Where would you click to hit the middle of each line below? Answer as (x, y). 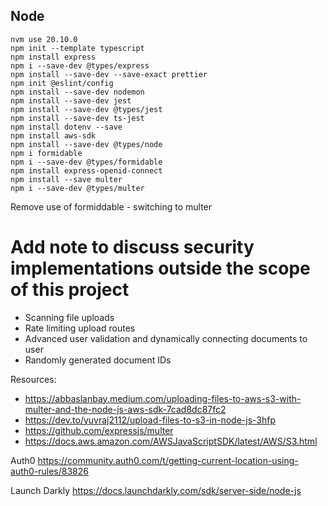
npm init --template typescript (77, 48)
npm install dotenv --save (66, 127)
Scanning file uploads (69, 317)
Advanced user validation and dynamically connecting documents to (166, 338)
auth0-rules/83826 (49, 471)
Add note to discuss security (132, 247)
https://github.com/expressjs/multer (99, 430)
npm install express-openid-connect (86, 170)
